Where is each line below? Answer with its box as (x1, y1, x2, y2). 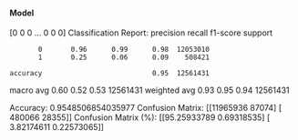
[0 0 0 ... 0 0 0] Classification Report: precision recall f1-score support (9, 27, 273, 38)
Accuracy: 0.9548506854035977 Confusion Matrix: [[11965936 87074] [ (9, 103, 283, 114)
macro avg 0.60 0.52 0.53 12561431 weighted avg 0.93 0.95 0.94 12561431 (9, 85, 290, 95)
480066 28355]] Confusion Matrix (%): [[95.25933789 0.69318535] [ (9, 112, 271, 123)
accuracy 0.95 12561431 (9, 69, 210, 78)
